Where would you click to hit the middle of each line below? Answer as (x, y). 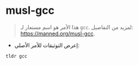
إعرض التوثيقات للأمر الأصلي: (47, 45)
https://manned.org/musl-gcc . (58, 33)
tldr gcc (16, 56)
